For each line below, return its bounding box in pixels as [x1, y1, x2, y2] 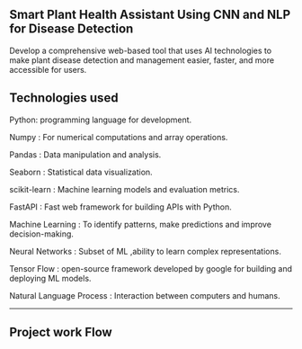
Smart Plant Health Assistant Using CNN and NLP [9, 7, 291, 22]
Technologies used [9, 90, 119, 106]
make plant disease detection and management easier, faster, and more [9, 54, 275, 66]
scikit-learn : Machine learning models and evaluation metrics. [9, 183, 240, 194]
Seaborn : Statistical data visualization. [9, 166, 153, 177]
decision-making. [9, 228, 75, 239]
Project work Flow [9, 325, 112, 340]
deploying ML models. [9, 273, 92, 283]
